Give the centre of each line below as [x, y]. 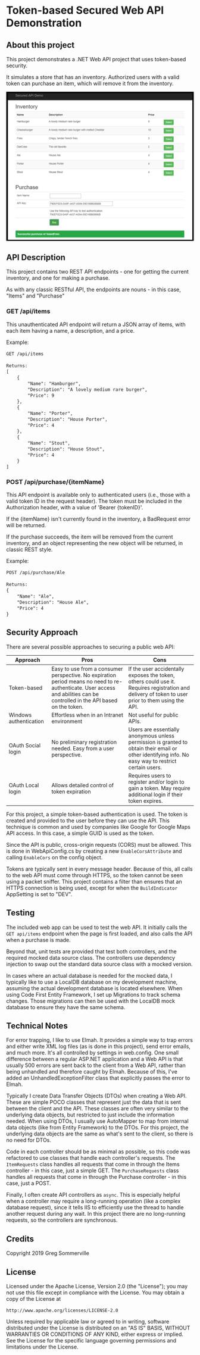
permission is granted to [158, 742]
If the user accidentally [156, 669]
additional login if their [156, 794]
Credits [20, 1239]
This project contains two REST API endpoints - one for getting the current [97, 272]
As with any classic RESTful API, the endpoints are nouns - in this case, [94, 290]
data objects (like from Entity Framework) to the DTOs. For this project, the [97, 1128]
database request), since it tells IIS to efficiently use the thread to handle [95, 1207]
